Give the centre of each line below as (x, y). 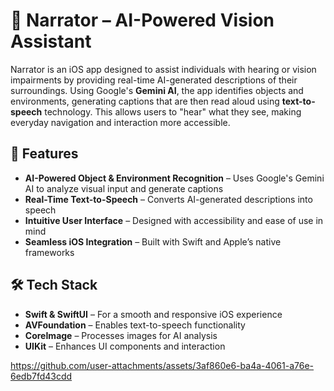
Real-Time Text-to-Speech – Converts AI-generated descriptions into (168, 199)
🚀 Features (44, 154)
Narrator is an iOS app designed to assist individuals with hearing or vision (163, 69)
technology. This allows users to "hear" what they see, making (173, 111)
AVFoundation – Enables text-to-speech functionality (135, 325)
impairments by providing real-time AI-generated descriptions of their (154, 80)
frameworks (49, 252)
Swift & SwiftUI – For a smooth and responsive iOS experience (153, 314)
